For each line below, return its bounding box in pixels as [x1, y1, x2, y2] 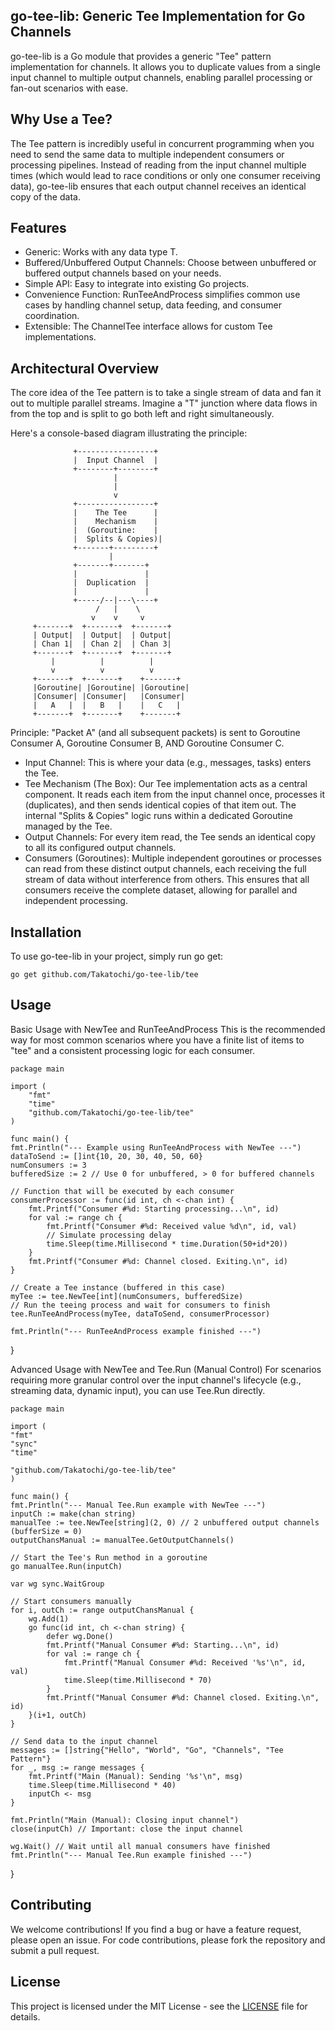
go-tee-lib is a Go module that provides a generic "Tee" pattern [10, 50, 272, 62]
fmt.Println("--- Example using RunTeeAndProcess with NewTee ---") [10, 1142, 302, 1153]
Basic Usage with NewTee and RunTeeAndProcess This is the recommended [10, 1023, 326, 1035]
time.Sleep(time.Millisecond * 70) [63, 1675, 213, 1685]
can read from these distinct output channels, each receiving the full [24, 863, 307, 875]
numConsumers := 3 [10, 1160, 87, 1170]
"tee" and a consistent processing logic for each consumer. [10, 1044, 255, 1056]
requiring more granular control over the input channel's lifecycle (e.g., [10, 1374, 302, 1386]
